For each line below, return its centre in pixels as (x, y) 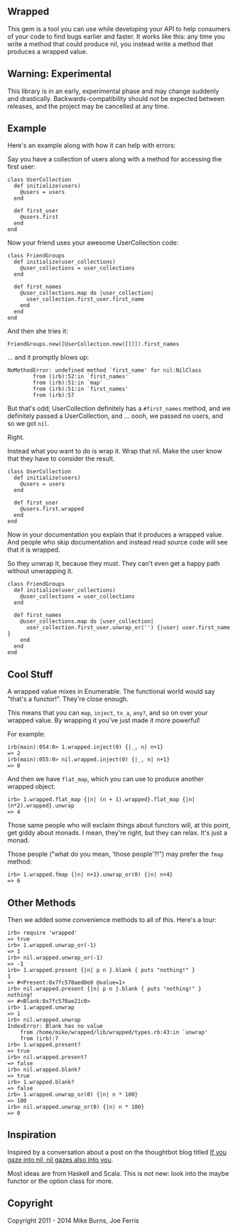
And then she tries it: (38, 331)
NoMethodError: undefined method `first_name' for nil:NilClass (104, 370)
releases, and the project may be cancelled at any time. (88, 106)
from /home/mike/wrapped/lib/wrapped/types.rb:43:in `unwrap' (114, 1033)
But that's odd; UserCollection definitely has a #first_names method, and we (119, 409)
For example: (27, 734)
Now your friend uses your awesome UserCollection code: (93, 243)
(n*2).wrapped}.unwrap (41, 806)
